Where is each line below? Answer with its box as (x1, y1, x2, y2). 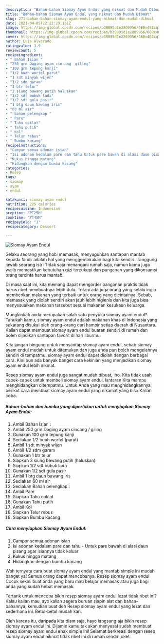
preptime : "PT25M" (5, 210, 43, 216)
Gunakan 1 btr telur (12, 452, 51, 458)
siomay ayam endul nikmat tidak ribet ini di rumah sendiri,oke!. (5, 633, 131, 639)
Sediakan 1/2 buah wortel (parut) (12, 436, 78, 442)
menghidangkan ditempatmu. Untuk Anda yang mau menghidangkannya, (5, 382, 152, 388)
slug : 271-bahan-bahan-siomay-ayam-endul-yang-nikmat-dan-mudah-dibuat (5, 16, 154, 21)
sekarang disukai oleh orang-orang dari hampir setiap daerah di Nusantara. (5, 322, 157, 328)
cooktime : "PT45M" (5, 215, 43, 220)
